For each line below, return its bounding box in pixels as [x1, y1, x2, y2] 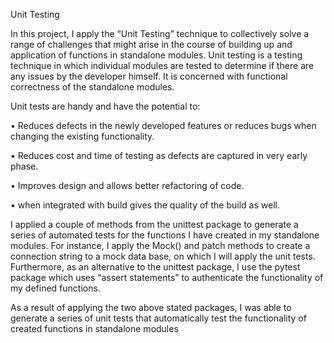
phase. [10, 160, 39, 172]
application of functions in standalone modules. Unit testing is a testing [10, 49, 303, 61]
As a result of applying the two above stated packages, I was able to [10, 302, 292, 313]
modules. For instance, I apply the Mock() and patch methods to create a [10, 240, 311, 251]
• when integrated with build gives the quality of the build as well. [10, 199, 280, 211]
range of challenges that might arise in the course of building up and [10, 39, 293, 50]
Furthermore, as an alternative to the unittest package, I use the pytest [10, 261, 301, 273]
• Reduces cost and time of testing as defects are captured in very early [10, 150, 308, 161]
